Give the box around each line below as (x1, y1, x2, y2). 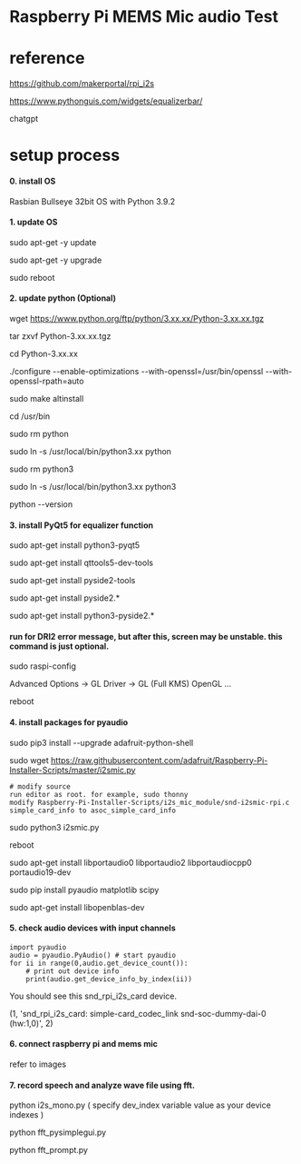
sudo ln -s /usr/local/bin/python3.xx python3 (9, 481, 177, 492)
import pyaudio (9, 942, 67, 951)
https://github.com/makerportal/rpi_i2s (9, 78, 155, 89)
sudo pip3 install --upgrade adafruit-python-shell (9, 737, 194, 748)
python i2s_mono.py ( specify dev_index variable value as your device (9, 1099, 272, 1110)
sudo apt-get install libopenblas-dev (9, 901, 145, 912)
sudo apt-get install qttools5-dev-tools (9, 557, 154, 569)
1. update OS (9, 216, 58, 228)
